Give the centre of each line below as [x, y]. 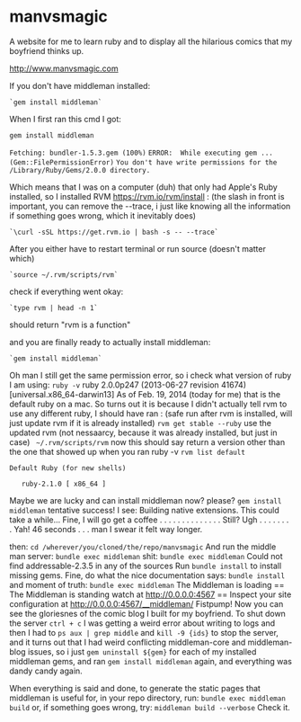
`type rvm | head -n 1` [54, 308]
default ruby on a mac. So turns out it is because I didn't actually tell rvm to [148, 404]
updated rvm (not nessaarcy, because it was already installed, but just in [143, 432]
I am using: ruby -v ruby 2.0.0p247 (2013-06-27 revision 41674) [128, 385]
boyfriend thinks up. [47, 50]
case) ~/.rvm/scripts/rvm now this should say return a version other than [147, 441]
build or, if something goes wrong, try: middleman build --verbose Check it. [150, 707]
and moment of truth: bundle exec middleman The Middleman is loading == [147, 584]
